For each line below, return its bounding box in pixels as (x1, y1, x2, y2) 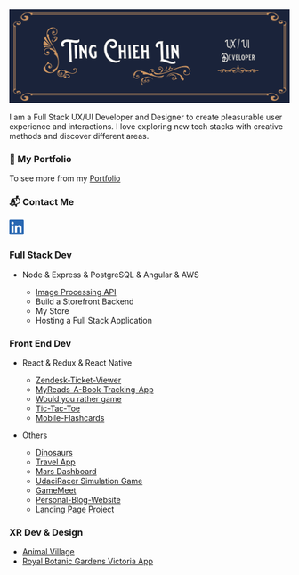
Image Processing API (35, 286, 117, 297)
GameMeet (35, 485, 77, 496)
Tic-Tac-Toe (35, 403, 81, 414)
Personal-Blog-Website (35, 495, 122, 505)
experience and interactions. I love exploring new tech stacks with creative (9, 120, 283, 132)
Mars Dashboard (35, 466, 97, 477)
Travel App (35, 456, 76, 467)
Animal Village (21, 546, 76, 557)
